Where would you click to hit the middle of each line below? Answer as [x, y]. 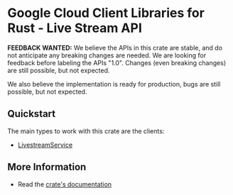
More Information [47, 167]
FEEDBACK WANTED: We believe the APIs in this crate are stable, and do [115, 48]
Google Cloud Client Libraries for [106, 13]
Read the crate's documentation [65, 184]
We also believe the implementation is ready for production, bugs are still [114, 84]
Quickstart [32, 114]
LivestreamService [45, 145]
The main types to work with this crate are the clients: [86, 131]
